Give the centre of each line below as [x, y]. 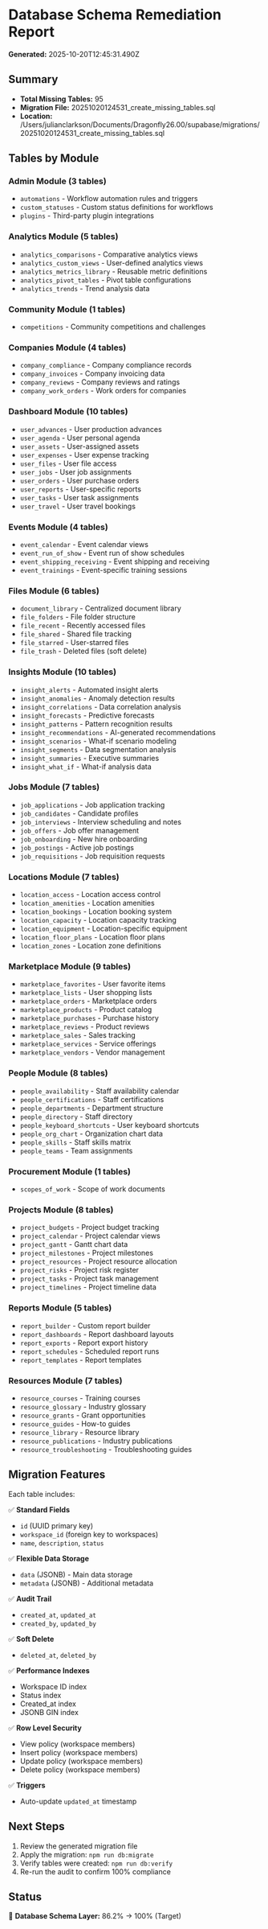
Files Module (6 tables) [54, 590]
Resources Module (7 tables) [65, 1380]
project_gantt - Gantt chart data [74, 1244]
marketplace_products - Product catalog [86, 1010]
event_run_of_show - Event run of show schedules [102, 553]
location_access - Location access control [90, 895]
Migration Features [57, 1475]
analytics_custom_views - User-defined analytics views [111, 262]
